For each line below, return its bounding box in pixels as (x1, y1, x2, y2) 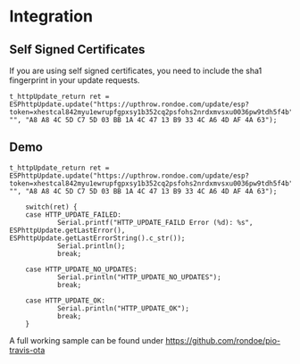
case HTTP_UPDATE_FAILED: (25, 210, 122, 219)
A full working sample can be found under (9, 335, 163, 345)
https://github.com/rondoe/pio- (164, 335, 281, 345)
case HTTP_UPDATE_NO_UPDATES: (25, 265, 138, 274)
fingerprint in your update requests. (9, 75, 140, 86)
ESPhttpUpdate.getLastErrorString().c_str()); (9, 234, 186, 243)
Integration (9, 6, 94, 27)
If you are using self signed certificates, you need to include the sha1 (9, 65, 262, 76)
